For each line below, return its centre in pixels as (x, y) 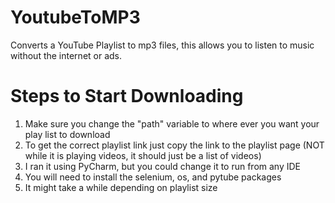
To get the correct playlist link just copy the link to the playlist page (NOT (174, 145)
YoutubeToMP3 (75, 17)
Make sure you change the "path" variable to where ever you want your (172, 123)
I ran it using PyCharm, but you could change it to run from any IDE (163, 166)
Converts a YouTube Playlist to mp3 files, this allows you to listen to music (162, 45)
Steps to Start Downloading (127, 96)
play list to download (67, 134)
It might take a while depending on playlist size (121, 187)
